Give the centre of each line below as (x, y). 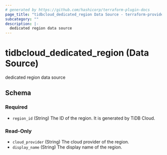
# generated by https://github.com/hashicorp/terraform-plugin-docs (78, 10)
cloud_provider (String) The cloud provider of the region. (71, 142)
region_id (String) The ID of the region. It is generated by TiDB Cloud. (84, 118)
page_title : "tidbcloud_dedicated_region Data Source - (64, 14)
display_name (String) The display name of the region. (67, 147)
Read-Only (19, 131)
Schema (18, 93)
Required (16, 107)
